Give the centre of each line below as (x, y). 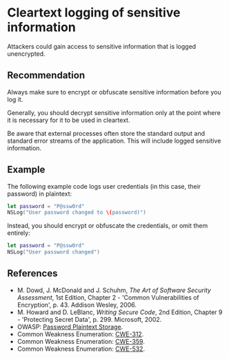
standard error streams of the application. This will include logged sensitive (114, 141)
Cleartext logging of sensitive (94, 13)
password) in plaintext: (40, 194)
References (32, 274)
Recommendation (46, 75)
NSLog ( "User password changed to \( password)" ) (77, 213)
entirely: (19, 233)
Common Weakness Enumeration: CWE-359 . (81, 341)
